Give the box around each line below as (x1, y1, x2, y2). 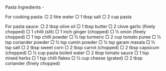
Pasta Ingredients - (5, 4, 45, 10)
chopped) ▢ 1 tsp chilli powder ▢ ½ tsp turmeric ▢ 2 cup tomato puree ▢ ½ (5, 34, 161, 40)
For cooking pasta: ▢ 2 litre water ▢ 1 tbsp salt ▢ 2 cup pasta (5, 14, 132, 19)
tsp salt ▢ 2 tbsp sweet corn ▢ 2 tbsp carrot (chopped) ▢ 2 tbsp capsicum (5, 45, 160, 50)
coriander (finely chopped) (5, 61, 61, 66)
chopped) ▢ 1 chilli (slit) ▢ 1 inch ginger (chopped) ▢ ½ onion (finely (5, 29, 146, 34)
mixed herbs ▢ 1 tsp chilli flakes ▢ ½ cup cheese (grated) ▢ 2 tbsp (5, 55, 143, 61)
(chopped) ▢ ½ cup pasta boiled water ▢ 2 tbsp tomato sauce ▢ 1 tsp (5, 50, 149, 56)
